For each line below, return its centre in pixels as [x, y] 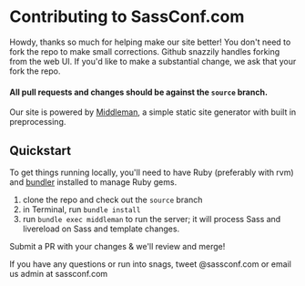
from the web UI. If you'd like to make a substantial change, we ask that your [153, 61]
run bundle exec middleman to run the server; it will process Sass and [152, 219]
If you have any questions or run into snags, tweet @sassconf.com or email [150, 264]
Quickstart [41, 151]
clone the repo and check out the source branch [112, 199]
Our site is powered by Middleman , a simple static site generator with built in [153, 112]
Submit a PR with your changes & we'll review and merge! [117, 246]
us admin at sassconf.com [59, 273]
